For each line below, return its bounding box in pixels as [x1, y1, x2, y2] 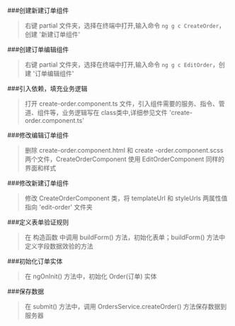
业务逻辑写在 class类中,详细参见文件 [62, 109, 168, 116]
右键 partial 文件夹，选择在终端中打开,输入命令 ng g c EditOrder [24, 60, 213, 69]
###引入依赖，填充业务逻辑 [7, 85, 88, 92]
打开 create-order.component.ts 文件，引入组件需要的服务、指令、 [24, 99, 219, 108]
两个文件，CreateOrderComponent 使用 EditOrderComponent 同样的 [24, 155, 225, 163]
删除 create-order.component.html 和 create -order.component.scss [24, 146, 224, 154]
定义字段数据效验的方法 [24, 242, 93, 250]
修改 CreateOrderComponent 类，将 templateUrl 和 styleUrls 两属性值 [24, 194, 228, 202]
